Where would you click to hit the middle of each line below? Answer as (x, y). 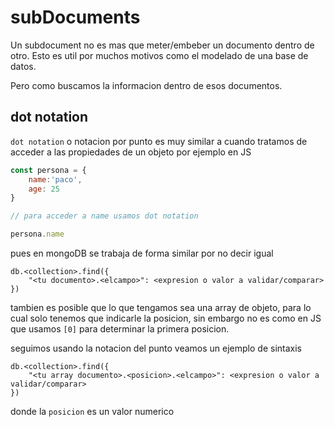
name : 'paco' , (55, 179)
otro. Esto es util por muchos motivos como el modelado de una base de (159, 55)
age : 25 (44, 189)
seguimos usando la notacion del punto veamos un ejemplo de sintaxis (156, 348)
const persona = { (48, 170)
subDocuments (75, 17)
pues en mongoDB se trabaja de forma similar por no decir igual (142, 253)
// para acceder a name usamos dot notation (104, 216)
